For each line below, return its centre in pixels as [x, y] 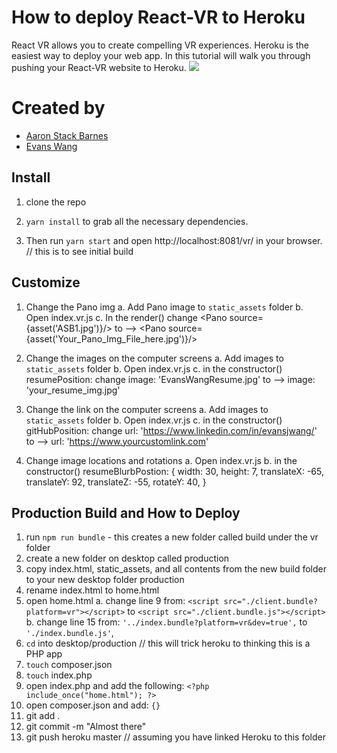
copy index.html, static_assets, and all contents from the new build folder [176, 569]
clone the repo [56, 202]
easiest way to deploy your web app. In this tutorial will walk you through [161, 55]
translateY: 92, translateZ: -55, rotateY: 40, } [116, 482]
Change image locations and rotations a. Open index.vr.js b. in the [161, 460]
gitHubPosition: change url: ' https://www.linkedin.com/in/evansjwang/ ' [171, 430]
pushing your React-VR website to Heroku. [99, 67]
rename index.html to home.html [92, 590]
